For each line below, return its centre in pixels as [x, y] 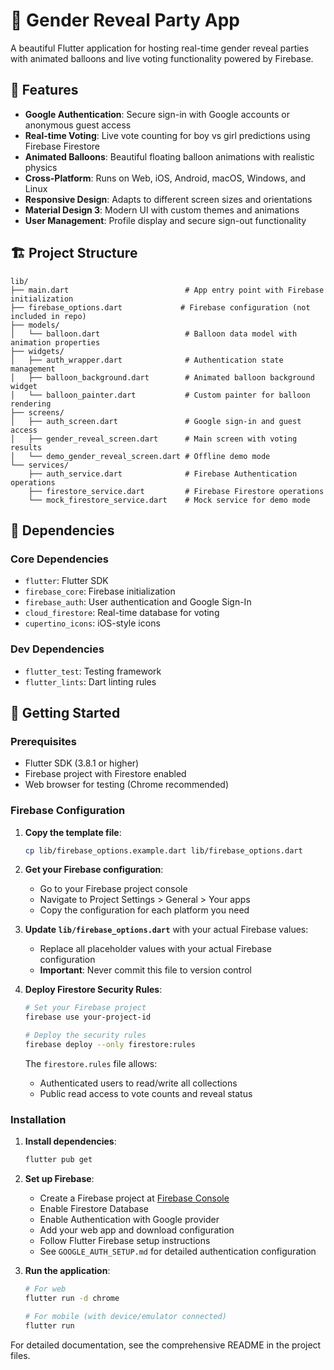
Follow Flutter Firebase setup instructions [125, 1241]
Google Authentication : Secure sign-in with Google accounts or [157, 114]
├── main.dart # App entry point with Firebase [167, 290]
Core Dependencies [60, 559]
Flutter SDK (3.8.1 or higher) [82, 763]
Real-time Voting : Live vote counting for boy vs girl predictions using [167, 135]
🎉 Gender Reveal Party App [125, 20]
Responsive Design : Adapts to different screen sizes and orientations [168, 199]
